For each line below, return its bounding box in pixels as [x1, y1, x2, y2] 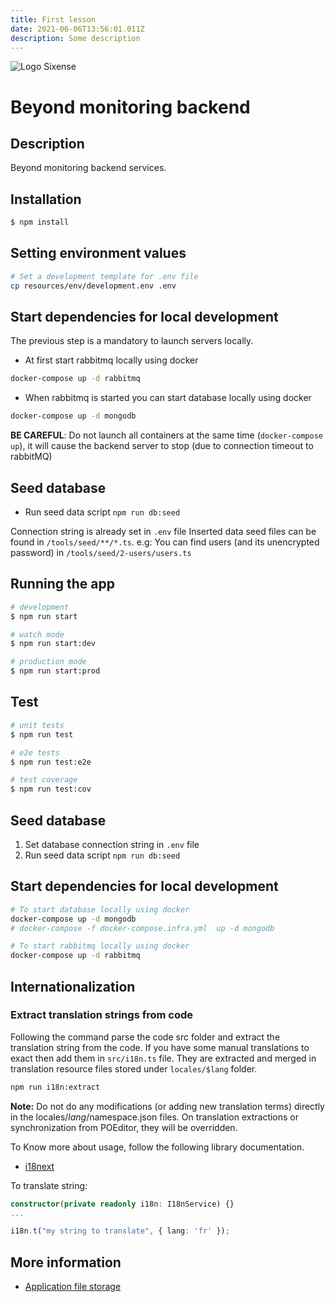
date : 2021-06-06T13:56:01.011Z [10, 24, 145, 34]
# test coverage [10, 775, 78, 785]
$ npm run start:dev [10, 639, 97, 649]
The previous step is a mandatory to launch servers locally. [10, 335, 254, 347]
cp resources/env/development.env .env [10, 281, 177, 291]
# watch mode [10, 629, 65, 640]
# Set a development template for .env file [10, 271, 199, 281]
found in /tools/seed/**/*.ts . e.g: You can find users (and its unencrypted [10, 536, 320, 548]
